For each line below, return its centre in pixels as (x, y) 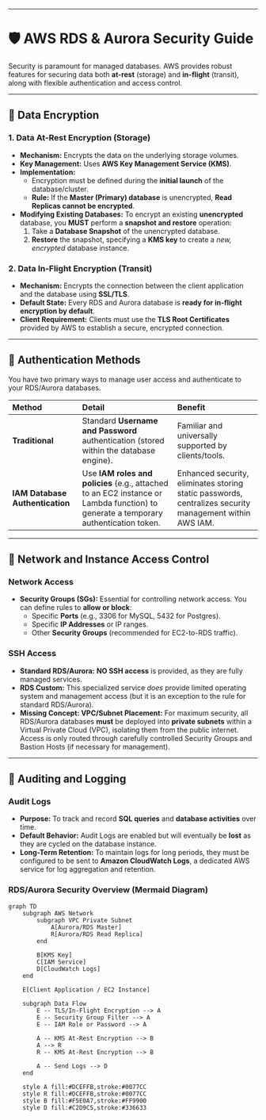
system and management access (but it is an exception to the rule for (133, 696)
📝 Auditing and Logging (67, 779)
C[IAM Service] (62, 962)
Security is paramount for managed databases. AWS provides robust (120, 66)
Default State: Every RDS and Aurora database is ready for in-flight (131, 302)
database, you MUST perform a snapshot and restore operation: (125, 222)
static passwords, (210, 493)
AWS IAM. (196, 523)
